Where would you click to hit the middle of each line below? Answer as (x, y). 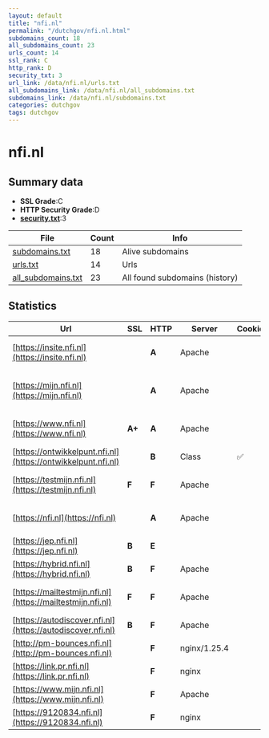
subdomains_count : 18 (44, 38)
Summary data (46, 182)
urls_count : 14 (34, 53)
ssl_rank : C (28, 61)
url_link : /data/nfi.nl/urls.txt (64, 83)
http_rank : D (30, 68)
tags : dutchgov (34, 113)
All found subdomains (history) (180, 278)
